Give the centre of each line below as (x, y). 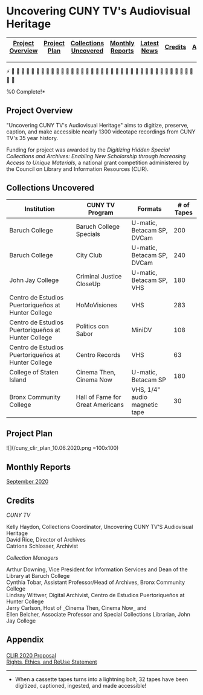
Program (101, 213)
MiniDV (142, 330)
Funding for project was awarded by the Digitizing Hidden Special (88, 150)
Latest (150, 43)
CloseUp (88, 284)
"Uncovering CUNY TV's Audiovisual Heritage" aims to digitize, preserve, (98, 125)
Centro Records (98, 354)
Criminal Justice (99, 276)
